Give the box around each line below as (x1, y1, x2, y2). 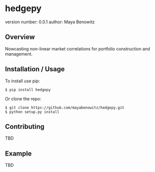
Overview (5, 33, 35, 41)
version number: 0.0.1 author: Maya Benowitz (5, 19, 95, 25)
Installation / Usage (5, 65, 65, 73)
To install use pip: (5, 78, 40, 84)
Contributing (5, 122, 45, 131)
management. (5, 51, 33, 57)
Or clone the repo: (5, 95, 42, 102)
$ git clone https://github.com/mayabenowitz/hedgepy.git (5, 105, 124, 110)
